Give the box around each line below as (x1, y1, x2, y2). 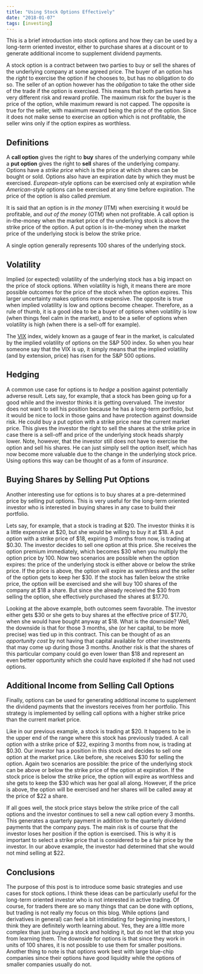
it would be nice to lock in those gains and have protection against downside (6, 411, 198, 419)
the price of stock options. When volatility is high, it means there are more (6, 282, 191, 289)
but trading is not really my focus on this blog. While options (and (6, 909, 170, 916)
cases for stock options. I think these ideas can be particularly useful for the (6, 889, 197, 897)
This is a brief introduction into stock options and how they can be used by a (6, 37, 198, 44)
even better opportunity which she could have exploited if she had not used (6, 656, 195, 664)
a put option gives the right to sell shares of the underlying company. (6, 160, 180, 167)
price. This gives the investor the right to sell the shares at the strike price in (6, 424, 196, 432)
